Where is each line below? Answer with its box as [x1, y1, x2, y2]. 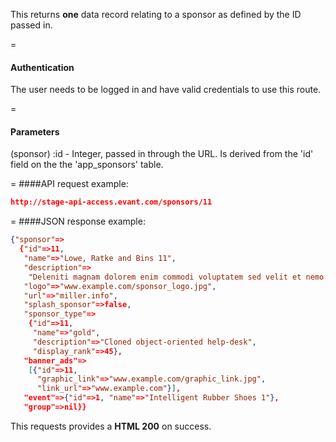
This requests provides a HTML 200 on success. [10, 420, 212, 432]
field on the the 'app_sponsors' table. [10, 159, 164, 171]
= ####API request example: [10, 178, 129, 190]
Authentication [10, 61, 75, 73]
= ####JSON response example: [10, 215, 146, 228]
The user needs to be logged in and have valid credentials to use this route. [10, 84, 322, 96]
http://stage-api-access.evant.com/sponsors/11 [10, 197, 213, 208]
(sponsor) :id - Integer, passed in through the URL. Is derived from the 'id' [10, 148, 314, 160]
